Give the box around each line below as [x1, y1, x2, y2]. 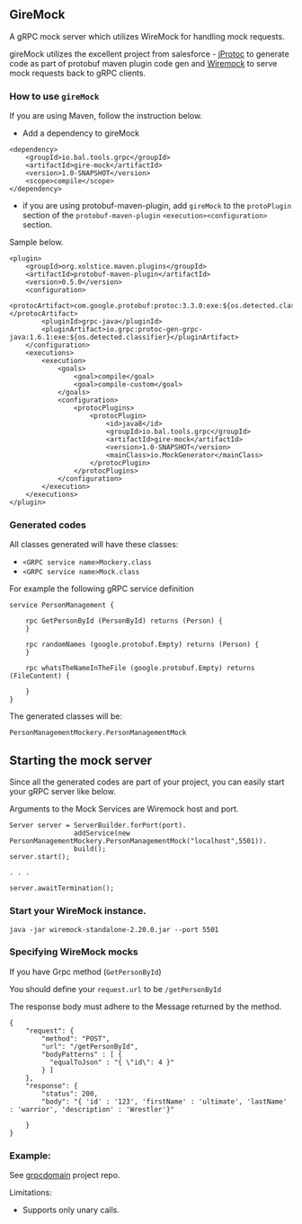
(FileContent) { [9, 671, 70, 681]
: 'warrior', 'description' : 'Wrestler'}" [9, 1104, 175, 1113]
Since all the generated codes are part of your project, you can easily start [9, 776, 285, 787]
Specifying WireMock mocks [9, 945, 138, 958]
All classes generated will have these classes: [9, 539, 179, 550]
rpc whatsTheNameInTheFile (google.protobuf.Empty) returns [25, 664, 255, 673]
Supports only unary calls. [22, 1204, 120, 1216]
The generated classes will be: [9, 711, 123, 722]
